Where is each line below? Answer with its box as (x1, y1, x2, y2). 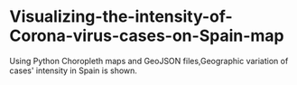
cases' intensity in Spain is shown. (9, 65, 138, 76)
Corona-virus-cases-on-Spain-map (9, 25, 284, 46)
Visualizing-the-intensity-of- (9, 6, 233, 27)
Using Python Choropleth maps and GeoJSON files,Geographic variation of (9, 55, 289, 66)
